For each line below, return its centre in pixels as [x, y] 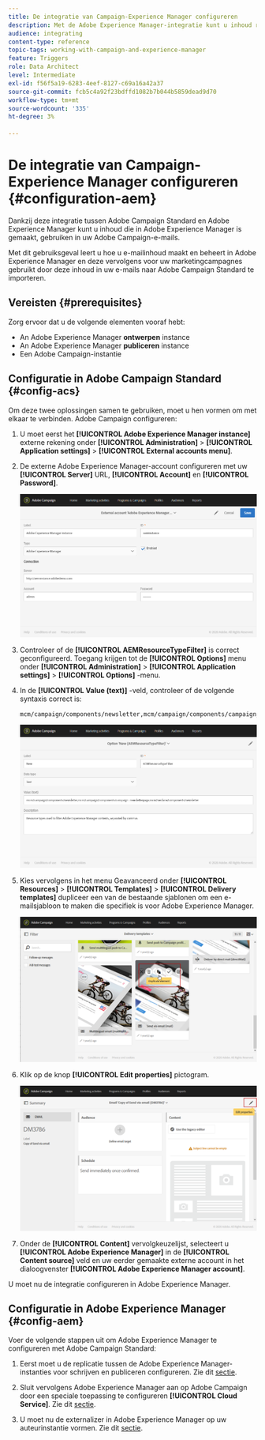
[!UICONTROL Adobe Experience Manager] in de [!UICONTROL [125, 1252]
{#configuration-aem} [82, 199]
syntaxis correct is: [50, 699]
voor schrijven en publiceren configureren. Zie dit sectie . [145, 1372]
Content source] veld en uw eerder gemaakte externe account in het [132, 1260]
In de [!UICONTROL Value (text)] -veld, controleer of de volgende [127, 690]
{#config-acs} [44, 391]
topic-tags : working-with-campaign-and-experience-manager [107, 50]
